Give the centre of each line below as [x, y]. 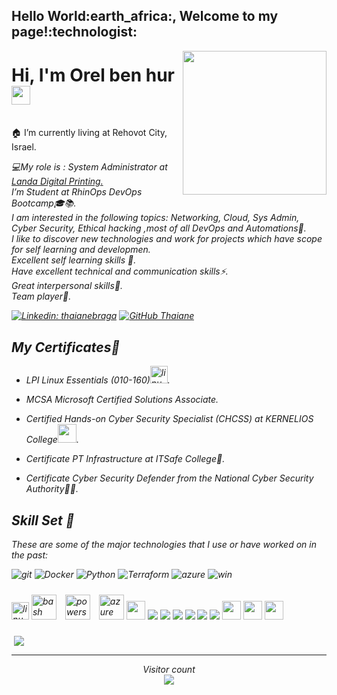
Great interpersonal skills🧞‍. [67, 286]
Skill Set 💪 [43, 520]
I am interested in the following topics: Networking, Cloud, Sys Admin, [155, 218]
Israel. [24, 147]
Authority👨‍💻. [52, 489]
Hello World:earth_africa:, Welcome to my [145, 16]
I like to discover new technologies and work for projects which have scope [167, 239]
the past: [30, 555]
